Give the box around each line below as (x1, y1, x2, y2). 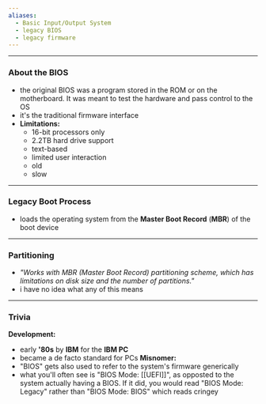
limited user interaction (31, 152, 107, 162)
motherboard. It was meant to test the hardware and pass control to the (19, 93, 253, 103)
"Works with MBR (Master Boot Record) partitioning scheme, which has (19, 268, 254, 278)
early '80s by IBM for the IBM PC (19, 345, 129, 354)
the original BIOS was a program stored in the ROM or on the (19, 85, 218, 95)
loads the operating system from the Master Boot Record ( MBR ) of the (19, 214, 251, 224)
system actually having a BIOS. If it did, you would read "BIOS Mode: (19, 379, 244, 388)
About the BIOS (8, 67, 69, 78)
